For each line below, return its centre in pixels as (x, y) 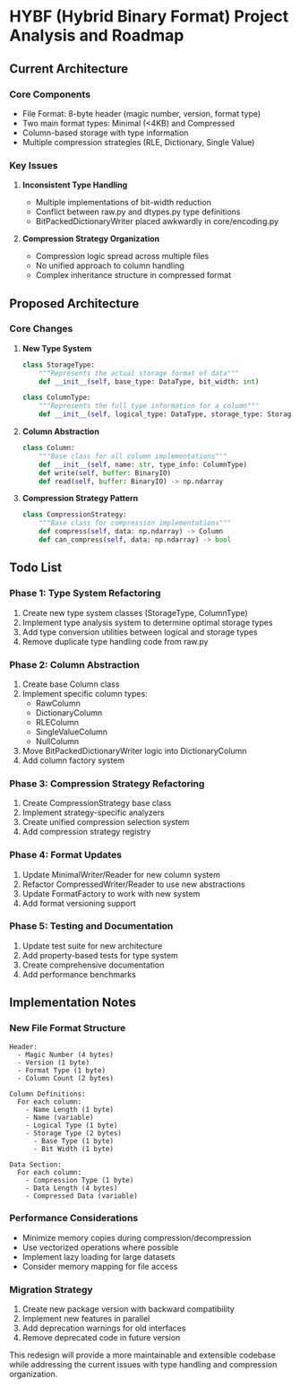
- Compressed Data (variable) (82, 1196)
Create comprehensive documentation (93, 965)
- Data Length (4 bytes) (72, 1188)
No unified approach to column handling (110, 265)
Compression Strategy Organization (90, 239)
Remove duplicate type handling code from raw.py (115, 641)
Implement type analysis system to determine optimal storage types (147, 622)
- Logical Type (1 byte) (72, 1125)
